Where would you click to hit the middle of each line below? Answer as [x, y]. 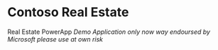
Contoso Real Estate [68, 12]
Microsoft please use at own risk [55, 39]
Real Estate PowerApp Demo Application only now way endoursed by [109, 32]
